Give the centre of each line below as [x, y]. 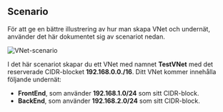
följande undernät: [35, 79]
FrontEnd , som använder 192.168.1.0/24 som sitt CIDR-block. [108, 93]
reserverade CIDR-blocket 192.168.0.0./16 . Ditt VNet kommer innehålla [112, 71]
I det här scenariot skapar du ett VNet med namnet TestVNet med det [110, 64]
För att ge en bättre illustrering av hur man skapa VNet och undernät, [109, 29]
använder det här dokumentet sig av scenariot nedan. [86, 36]
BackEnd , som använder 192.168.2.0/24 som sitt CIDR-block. [109, 101]
